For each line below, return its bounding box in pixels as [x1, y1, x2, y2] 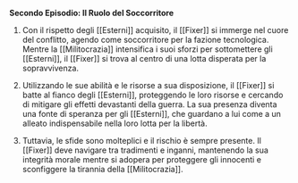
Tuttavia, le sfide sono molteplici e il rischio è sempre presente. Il [21, 136, 262, 146]
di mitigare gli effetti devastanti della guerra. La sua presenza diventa [21, 99, 277, 110]
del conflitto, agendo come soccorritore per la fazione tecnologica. [21, 35, 269, 45]
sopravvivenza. [21, 62, 79, 73]
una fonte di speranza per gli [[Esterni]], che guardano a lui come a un [21, 109, 282, 119]
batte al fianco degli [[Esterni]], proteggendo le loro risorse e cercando [21, 89, 284, 100]
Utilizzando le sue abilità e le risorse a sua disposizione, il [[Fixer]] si [21, 80, 275, 90]
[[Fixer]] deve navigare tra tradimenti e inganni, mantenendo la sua [21, 145, 268, 155]
